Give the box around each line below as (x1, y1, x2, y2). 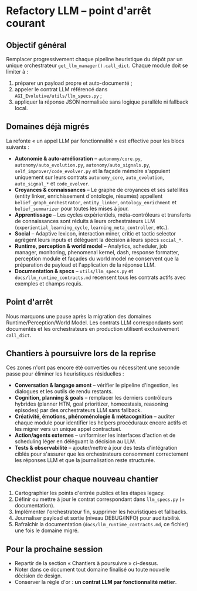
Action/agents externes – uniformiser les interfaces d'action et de (14, 431, 176, 439)
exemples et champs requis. (14, 280, 83, 287)
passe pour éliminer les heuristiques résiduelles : (6, 370, 124, 377)
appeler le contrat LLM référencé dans (14, 86, 108, 92)
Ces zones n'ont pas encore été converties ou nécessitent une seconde (6, 364, 180, 371)
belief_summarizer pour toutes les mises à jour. (14, 205, 129, 212)
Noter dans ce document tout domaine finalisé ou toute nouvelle (14, 566, 170, 573)
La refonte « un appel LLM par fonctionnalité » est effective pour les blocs (6, 137, 185, 144)
